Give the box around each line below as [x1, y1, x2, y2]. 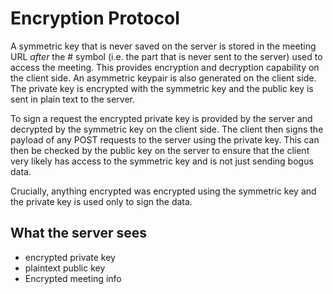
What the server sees [10, 225, 147, 242]
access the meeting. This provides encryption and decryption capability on [10, 61, 320, 73]
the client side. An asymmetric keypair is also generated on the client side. [10, 72, 317, 84]
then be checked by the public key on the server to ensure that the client [10, 144, 310, 156]
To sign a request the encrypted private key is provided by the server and [10, 112, 313, 124]
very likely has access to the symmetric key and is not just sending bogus [10, 155, 314, 167]
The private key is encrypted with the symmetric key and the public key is [10, 82, 314, 94]
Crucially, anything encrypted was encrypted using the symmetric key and [10, 185, 317, 197]
